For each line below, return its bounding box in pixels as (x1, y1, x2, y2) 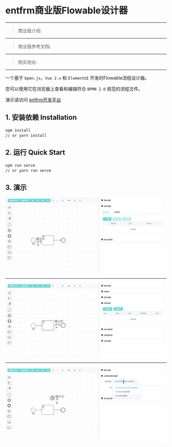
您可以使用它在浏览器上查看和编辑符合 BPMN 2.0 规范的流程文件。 (5, 85, 143, 92)
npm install (5, 128, 31, 133)
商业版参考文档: (17, 43, 51, 49)
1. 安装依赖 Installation (5, 113, 77, 122)
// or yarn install (5, 133, 47, 138)
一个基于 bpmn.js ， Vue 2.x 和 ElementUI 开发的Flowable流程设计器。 (5, 75, 149, 81)
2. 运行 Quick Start (5, 148, 66, 157)
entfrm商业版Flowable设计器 (5, 5, 128, 16)
